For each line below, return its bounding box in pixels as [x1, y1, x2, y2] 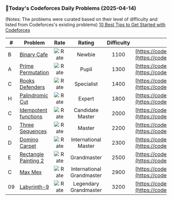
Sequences [19, 128, 47, 135]
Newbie [76, 51, 96, 58]
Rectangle [19, 151, 45, 158]
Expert [78, 95, 94, 102]
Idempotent [19, 107, 48, 114]
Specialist [74, 80, 98, 87]
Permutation [19, 69, 50, 76]
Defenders [19, 84, 45, 91]
